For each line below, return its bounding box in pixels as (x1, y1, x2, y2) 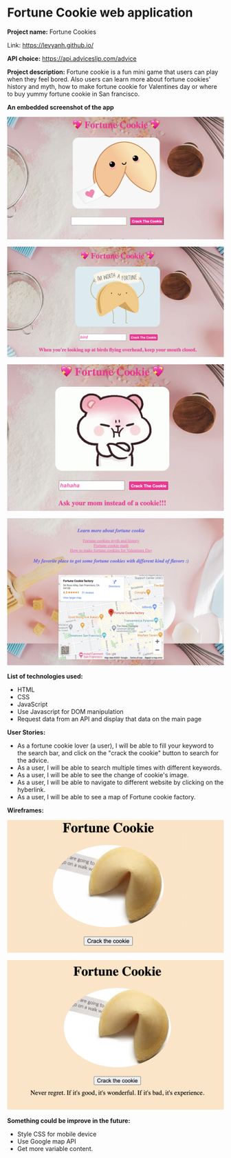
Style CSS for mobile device (16, 1130, 97, 1139)
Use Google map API (16, 1137, 77, 1146)
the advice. (16, 756, 49, 764)
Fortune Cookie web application (7, 5, 193, 21)
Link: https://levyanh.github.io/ (7, 41, 94, 49)
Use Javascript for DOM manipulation (16, 707, 124, 715)
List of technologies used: (7, 672, 83, 680)
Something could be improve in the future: (7, 1117, 131, 1125)
